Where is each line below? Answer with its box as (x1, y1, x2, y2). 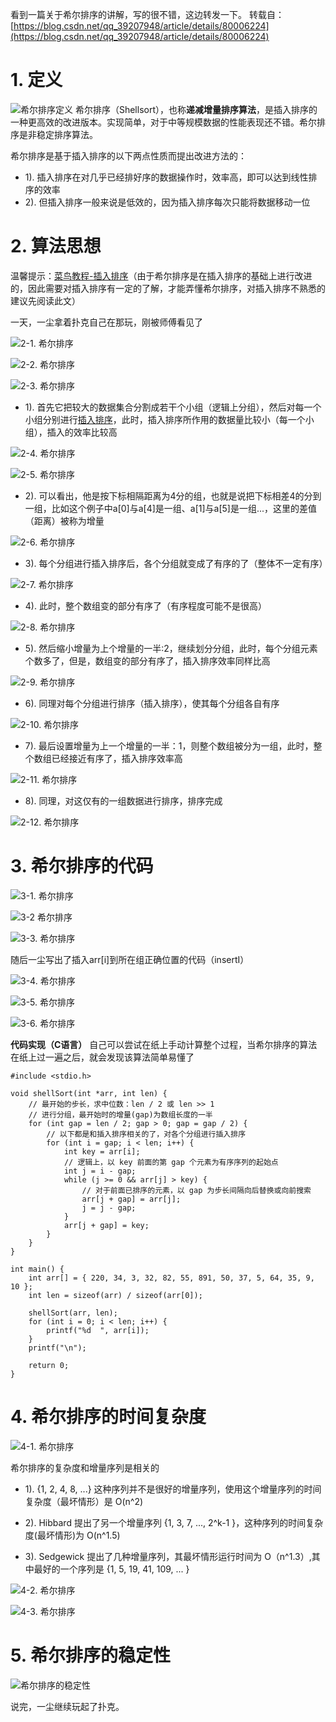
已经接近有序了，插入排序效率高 (51, 752, 183, 764)
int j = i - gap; (63, 1166, 137, 1176)
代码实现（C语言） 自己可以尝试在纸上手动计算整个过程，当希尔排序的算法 (10, 1038, 318, 1050)
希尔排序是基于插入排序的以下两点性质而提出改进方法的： (10, 149, 247, 162)
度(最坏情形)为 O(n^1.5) (24, 1529, 121, 1541)
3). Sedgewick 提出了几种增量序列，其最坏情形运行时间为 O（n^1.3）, (24, 1550, 312, 1562)
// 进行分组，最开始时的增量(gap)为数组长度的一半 (28, 1109, 213, 1120)
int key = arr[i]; (63, 1146, 141, 1157)
